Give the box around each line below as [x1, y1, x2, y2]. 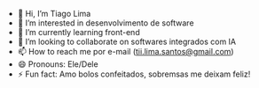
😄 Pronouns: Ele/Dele [17, 59, 99, 70]
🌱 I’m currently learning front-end [17, 27, 140, 37]
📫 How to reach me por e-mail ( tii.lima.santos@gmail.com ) [17, 47, 234, 56]
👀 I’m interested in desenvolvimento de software [17, 18, 194, 28]
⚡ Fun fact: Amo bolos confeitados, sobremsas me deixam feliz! [17, 69, 251, 79]
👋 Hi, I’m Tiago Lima [17, 9, 91, 18]
